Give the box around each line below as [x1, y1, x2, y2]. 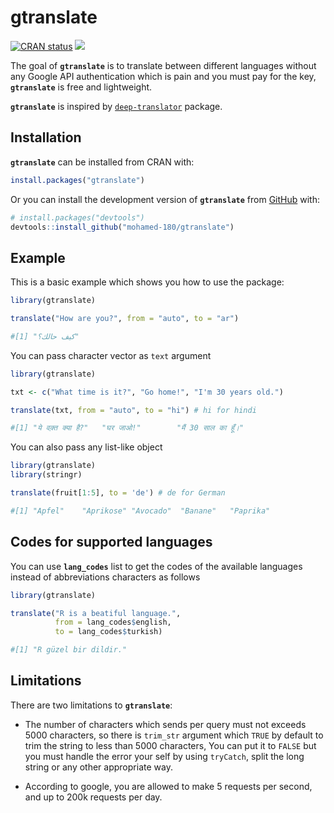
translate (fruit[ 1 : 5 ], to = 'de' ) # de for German [10, 488, 226, 498]
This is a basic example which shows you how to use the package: [10, 276, 285, 288]
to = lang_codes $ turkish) [54, 627, 163, 637]
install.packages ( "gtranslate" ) [10, 175, 145, 185]
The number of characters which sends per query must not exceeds [24, 718, 307, 730]
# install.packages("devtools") [10, 212, 145, 223]
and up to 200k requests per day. [24, 791, 163, 803]
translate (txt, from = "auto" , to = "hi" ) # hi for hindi [10, 405, 257, 415]
